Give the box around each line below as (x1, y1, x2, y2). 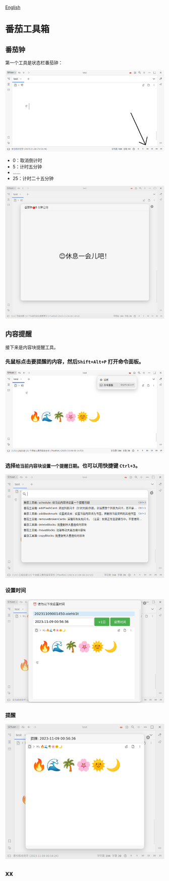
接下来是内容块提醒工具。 (5, 344, 59, 350)
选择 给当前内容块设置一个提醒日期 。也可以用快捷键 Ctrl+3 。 (5, 462, 141, 469)
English (5, 5, 21, 10)
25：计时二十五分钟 (12, 175, 54, 181)
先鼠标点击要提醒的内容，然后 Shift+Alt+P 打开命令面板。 (5, 358, 144, 365)
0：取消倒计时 (12, 157, 42, 163)
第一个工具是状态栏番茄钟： (5, 60, 63, 65)
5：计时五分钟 (12, 163, 42, 170)
